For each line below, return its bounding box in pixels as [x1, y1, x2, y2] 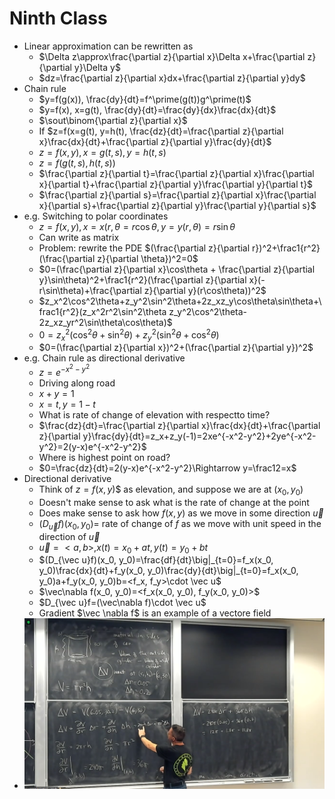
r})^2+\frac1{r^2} [252, 242, 321, 254]
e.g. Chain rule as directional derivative [23, 352, 186, 364]
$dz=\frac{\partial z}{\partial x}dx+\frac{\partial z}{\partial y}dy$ [38, 72, 306, 84]
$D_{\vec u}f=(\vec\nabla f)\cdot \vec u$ [38, 597, 207, 609]
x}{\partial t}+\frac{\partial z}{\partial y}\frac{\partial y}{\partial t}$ [38, 178, 314, 190]
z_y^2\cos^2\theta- [168, 305, 248, 317]
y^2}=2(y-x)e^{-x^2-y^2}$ [38, 440, 147, 452]
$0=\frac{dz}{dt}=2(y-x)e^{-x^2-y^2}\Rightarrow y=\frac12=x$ [38, 462, 297, 474]
